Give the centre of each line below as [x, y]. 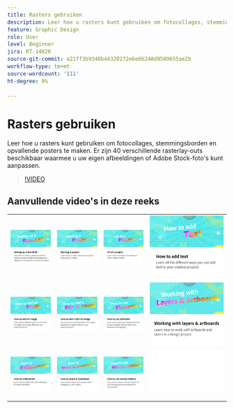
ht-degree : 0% [28, 81]
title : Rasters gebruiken [45, 15]
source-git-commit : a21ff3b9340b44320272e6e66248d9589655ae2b [99, 59]
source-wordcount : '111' [43, 73]
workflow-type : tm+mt [39, 66]
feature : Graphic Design [43, 29]
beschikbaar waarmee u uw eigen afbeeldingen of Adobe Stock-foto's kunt [115, 158]
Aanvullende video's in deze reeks [84, 201]
